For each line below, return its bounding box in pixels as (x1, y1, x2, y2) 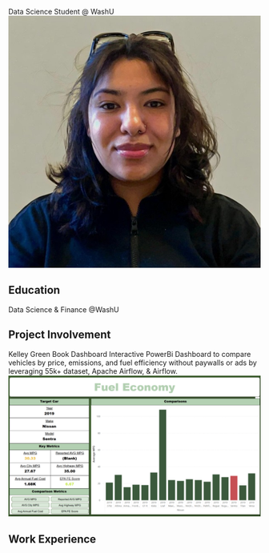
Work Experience (8, 532, 97, 546)
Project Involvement (8, 328, 111, 342)
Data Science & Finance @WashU (8, 304, 119, 315)
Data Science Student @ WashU (8, 7, 114, 16)
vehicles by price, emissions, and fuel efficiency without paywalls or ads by (8, 358, 258, 367)
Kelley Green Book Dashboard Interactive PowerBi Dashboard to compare (8, 349, 251, 359)
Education (8, 283, 61, 297)
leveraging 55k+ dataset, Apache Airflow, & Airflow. (8, 366, 178, 375)
